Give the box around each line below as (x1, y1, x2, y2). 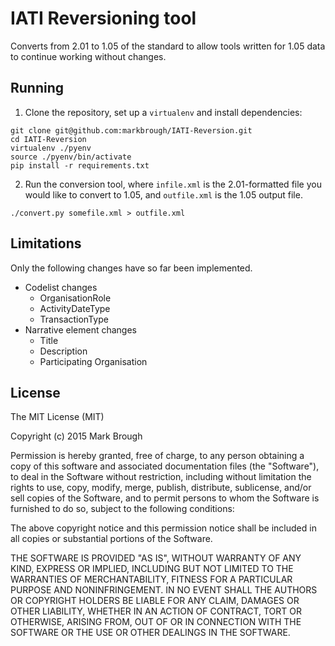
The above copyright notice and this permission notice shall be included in (10, 522, 317, 534)
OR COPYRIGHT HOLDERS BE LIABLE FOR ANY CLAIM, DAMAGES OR (10, 595, 300, 607)
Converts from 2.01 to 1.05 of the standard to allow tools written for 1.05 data (10, 40, 326, 52)
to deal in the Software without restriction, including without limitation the (10, 471, 312, 483)
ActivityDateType (39, 302, 111, 314)
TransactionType (39, 313, 109, 325)
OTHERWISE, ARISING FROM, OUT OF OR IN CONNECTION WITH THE (10, 616, 302, 628)
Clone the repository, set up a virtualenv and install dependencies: (24, 106, 303, 118)
